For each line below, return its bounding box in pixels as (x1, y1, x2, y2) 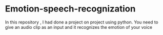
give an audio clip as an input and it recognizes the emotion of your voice (5, 24, 153, 30)
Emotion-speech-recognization (5, 3, 136, 14)
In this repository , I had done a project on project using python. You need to (5, 19, 159, 25)
